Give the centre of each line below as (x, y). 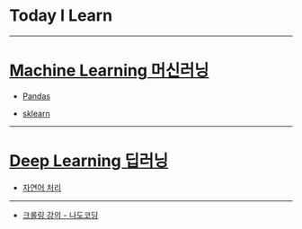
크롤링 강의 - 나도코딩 (60, 215)
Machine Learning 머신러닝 (109, 70)
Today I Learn (61, 16)
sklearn (36, 113)
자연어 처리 (42, 187)
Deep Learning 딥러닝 (89, 161)
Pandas (36, 96)
